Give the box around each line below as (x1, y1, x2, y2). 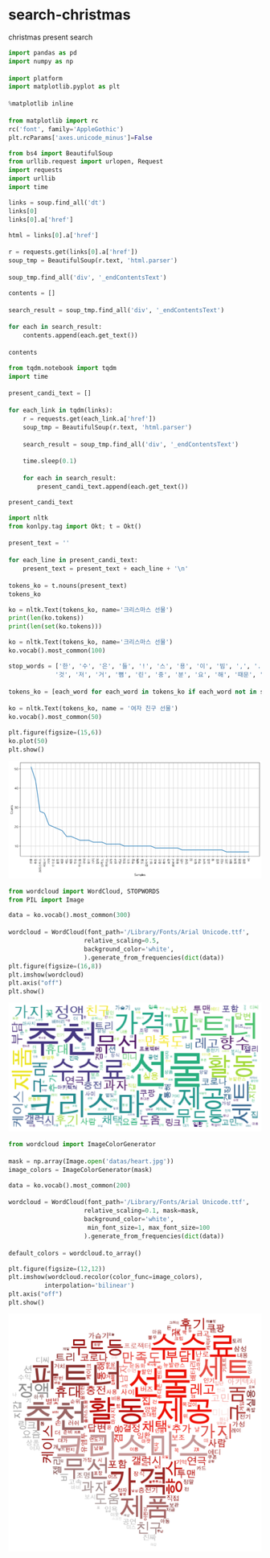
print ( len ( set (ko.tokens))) (8, 623, 103, 631)
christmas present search (8, 32, 93, 42)
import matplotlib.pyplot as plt (8, 83, 121, 91)
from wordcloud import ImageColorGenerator (8, 1141, 157, 1149)
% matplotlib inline (8, 100, 74, 108)
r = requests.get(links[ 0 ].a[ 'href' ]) (8, 248, 138, 257)
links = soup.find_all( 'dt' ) (8, 199, 106, 207)
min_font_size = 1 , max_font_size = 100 (87, 1224, 211, 1232)
